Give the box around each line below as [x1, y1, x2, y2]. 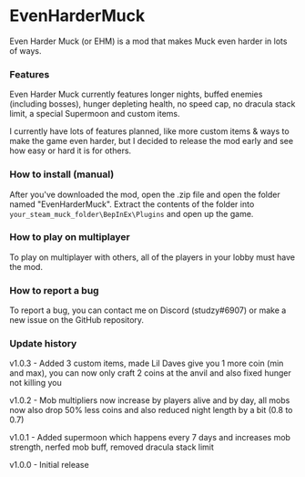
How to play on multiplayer [9, 231, 130, 244]
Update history [9, 337, 77, 350]
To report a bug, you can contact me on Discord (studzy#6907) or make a [9, 305, 287, 316]
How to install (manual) [9, 168, 115, 181]
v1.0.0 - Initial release [9, 460, 89, 471]
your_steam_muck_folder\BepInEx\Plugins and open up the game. [9, 208, 254, 219]
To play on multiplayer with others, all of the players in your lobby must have [9, 252, 296, 263]
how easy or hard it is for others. [9, 145, 132, 156]
